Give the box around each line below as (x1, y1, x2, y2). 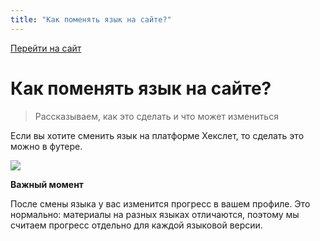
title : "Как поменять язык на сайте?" (10, 14, 172, 25)
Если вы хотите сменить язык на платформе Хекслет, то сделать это (10, 129, 305, 141)
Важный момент (10, 178, 85, 190)
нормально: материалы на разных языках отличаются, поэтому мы (10, 208, 300, 220)
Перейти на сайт (10, 42, 82, 54)
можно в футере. (10, 140, 83, 152)
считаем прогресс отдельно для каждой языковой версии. (10, 219, 263, 231)
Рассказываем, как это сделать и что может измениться (34, 110, 279, 122)
